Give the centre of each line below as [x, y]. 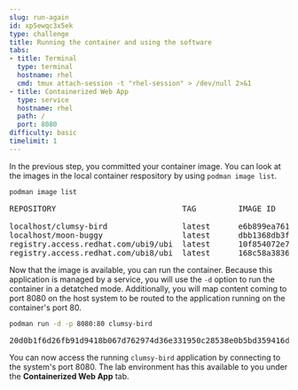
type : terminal [45, 67]
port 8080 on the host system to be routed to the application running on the [147, 298]
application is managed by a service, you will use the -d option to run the [142, 279]
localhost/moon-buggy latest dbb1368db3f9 [152, 235]
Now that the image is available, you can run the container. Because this [141, 269]
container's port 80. [45, 308]
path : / [31, 116]
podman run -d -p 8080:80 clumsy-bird [81, 324]
